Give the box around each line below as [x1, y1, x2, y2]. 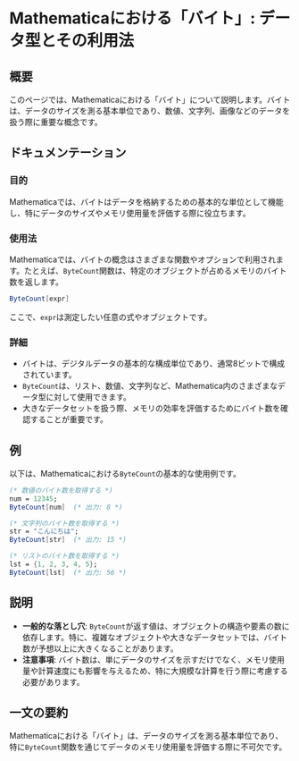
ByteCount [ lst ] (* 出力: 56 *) [9, 568, 127, 577]
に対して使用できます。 [46, 392, 131, 402]
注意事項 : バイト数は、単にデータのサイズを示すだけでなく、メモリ [21, 654, 270, 664]
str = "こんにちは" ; [9, 527, 79, 537]
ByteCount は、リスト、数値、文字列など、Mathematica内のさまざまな [21, 381, 278, 392]
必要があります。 [21, 676, 85, 687]
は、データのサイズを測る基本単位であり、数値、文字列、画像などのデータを [9, 106, 290, 116]
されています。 [21, 369, 77, 380]
